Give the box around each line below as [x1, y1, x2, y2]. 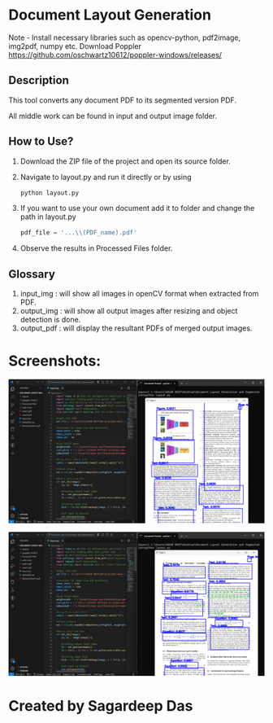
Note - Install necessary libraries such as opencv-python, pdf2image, [8, 33, 241, 42]
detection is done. [19, 315, 81, 325]
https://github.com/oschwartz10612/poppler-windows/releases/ [8, 50, 222, 59]
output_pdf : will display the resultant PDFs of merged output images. [19, 323, 253, 333]
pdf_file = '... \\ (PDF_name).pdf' [19, 229, 137, 237]
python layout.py [19, 189, 80, 197]
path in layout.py [19, 212, 76, 221]
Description [8, 73, 69, 87]
